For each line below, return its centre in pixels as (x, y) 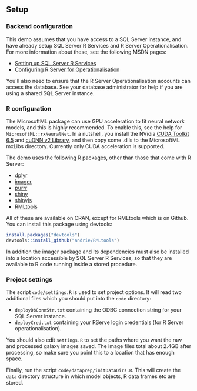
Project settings (29, 279)
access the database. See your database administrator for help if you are (94, 87)
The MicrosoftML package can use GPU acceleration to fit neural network (96, 121)
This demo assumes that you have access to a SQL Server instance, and (94, 39)
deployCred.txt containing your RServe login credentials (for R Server (99, 322)
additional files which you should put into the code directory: (79, 299)
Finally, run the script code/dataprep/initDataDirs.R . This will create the (94, 370)
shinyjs (23, 200)
